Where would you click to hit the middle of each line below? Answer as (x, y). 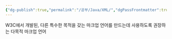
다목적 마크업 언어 (28, 31)
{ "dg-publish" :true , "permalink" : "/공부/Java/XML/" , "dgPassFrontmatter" (82, 10)
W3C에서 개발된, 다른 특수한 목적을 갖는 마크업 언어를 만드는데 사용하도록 (79, 25)
